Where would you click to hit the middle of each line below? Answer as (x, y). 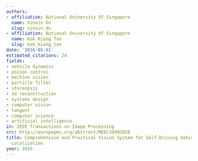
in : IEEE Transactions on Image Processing (60, 127)
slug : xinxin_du (31, 28)
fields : (16, 61)
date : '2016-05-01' (30, 50)
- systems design (27, 99)
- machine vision (27, 77)
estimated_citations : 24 (37, 55)
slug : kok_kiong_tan (37, 45)
